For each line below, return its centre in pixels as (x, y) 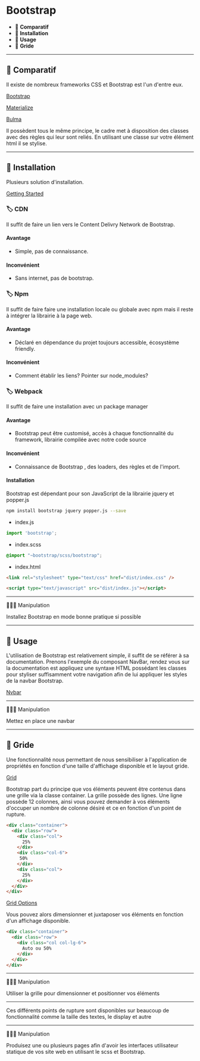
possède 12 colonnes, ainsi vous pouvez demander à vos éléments (88, 801)
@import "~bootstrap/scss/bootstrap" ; (54, 555)
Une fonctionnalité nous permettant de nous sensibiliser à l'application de (96, 759)
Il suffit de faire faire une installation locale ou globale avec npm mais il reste (100, 309)
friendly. (25, 348)
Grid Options (22, 903)
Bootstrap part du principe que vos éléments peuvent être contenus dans (96, 789)
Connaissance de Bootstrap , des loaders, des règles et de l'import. (97, 466)
